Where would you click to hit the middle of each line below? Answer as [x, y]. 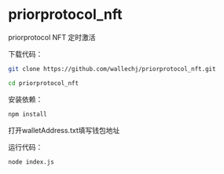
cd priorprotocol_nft [44, 83]
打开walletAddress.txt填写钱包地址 [64, 130]
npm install [28, 114]
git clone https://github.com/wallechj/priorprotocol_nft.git [112, 68]
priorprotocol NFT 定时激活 [52, 37]
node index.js [31, 162]
